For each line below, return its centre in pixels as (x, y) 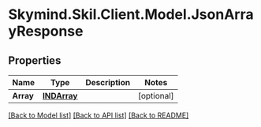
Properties (35, 60)
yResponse (46, 31)
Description (108, 82)
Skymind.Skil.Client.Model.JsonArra (131, 15)
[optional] (156, 96)
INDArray (60, 96)
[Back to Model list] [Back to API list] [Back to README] (99, 115)
